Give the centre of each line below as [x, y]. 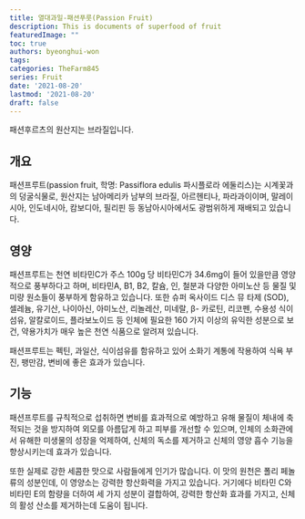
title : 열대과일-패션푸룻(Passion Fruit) [81, 18]
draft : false [34, 103]
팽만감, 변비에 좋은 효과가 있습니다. [83, 362]
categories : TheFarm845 [55, 69]
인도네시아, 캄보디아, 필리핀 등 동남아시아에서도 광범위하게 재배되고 [147, 208]
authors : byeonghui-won [55, 52]
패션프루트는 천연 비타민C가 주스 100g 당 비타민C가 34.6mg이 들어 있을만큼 [144, 274]
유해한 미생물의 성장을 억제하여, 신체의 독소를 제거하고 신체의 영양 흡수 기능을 [156, 440]
